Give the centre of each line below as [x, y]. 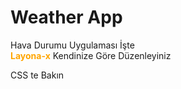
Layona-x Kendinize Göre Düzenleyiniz [91, 55]
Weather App [66, 17]
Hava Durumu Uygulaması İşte [72, 45]
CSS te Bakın [37, 75]
